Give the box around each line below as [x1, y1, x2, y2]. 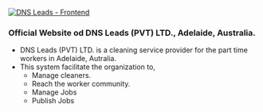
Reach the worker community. [31, 79, 131, 89]
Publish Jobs [31, 96, 75, 106]
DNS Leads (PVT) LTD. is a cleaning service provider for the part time [19, 45, 249, 55]
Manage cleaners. [31, 71, 92, 80]
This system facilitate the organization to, [19, 62, 155, 71]
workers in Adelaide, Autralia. [19, 54, 117, 64]
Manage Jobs [31, 87, 77, 97]
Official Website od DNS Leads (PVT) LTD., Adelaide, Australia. [8, 27, 257, 38]
